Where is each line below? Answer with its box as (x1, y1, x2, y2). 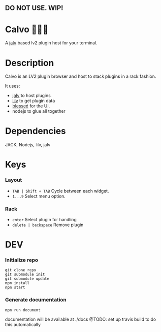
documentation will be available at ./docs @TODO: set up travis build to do (5, 316, 156, 322)
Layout (5, 177, 22, 184)
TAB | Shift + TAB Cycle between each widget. (12, 188, 109, 194)
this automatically (5, 321, 41, 327)
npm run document (5, 307, 41, 312)
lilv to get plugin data (12, 98, 55, 104)
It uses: (5, 83, 20, 89)
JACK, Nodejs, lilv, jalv (5, 142, 51, 148)
